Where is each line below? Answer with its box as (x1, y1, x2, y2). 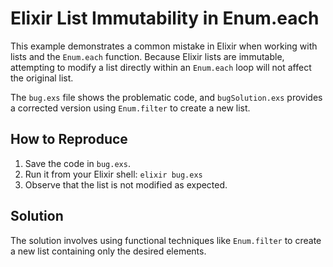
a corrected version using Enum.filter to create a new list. (10, 102, 251, 114)
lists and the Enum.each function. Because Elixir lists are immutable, (10, 50, 285, 62)
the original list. (10, 72, 74, 84)
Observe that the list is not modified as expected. (24, 178, 228, 191)
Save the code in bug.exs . (24, 157, 131, 169)
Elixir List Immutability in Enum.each (10, 7, 320, 30)
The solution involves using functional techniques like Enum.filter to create (10, 234, 322, 246)
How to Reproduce (10, 131, 128, 148)
